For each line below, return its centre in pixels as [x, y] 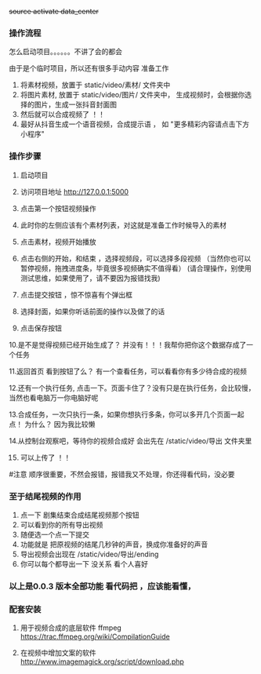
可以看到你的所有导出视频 [62, 524]
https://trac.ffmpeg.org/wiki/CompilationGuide [95, 637]
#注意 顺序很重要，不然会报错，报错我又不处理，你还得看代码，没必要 [122, 474]
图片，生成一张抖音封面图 [75, 104]
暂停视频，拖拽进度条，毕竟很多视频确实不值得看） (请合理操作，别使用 [136, 268]
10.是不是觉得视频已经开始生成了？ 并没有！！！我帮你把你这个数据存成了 [128, 344]
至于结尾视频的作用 [45, 496]
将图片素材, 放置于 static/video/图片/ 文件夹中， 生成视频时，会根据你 [132, 95]
